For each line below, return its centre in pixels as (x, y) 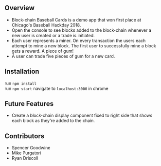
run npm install (21, 83)
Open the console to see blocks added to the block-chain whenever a (81, 30)
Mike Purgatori (26, 153)
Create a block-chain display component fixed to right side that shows (82, 115)
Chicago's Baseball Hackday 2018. (46, 25)
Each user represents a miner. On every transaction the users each (79, 41)
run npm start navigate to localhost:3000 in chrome (56, 88)
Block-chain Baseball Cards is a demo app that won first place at (76, 20)
